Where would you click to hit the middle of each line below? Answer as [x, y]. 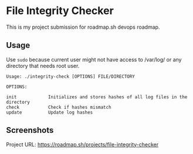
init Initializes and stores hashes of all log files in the [97, 97]
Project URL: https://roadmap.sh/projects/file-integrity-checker [82, 144]
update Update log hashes [50, 112]
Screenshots [30, 130]
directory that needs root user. [43, 66]
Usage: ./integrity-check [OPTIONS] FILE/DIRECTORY [70, 76]
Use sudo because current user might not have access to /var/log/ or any [94, 59]
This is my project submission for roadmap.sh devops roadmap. [83, 27]
